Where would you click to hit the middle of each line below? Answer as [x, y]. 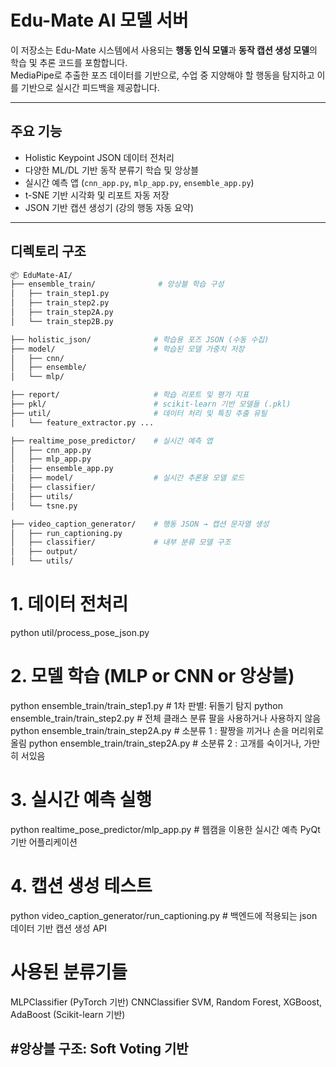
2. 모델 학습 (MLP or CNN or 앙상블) [152, 676]
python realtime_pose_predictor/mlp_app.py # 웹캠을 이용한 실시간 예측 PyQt [165, 829]
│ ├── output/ [44, 552]
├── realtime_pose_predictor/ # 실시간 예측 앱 [111, 441]
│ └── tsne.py [44, 506]
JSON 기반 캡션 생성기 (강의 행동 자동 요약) [109, 207]
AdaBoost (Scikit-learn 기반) [68, 1014]
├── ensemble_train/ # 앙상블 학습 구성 [117, 284]
